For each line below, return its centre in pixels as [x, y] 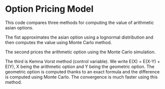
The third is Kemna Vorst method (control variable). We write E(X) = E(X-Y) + [83, 61]
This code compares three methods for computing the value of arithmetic [80, 22]
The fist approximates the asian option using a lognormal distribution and [79, 37]
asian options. [19, 27]
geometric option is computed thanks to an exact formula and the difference [82, 71]
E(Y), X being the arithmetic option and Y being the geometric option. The [80, 67]
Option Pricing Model [49, 9]
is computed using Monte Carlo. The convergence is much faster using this [82, 77]
